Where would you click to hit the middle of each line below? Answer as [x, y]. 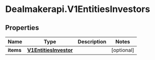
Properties [22, 28]
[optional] [123, 50]
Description [92, 42]
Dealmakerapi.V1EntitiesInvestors [78, 9]
